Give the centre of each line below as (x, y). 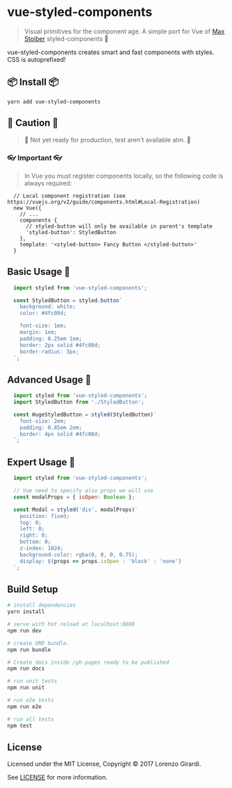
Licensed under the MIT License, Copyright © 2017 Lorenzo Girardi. (104, 764)
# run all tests (31, 719)
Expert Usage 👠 (41, 462)
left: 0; (32, 529)
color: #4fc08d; (43, 313)
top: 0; (31, 522)
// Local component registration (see (70, 196)
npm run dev (24, 630)
